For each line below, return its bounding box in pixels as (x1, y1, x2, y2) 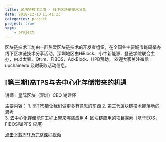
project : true (5, 21, 35, 26)
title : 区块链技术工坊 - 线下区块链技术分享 (5, 7, 86, 12)
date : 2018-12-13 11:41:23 (5, 12, 61, 17)
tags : (5, 26, 16, 30)
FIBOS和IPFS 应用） (5, 121, 46, 127)
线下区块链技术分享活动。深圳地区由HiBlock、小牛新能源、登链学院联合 (5, 50, 151, 56)
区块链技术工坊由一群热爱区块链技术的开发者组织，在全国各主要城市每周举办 (5, 44, 161, 50)
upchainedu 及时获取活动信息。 (5, 62, 70, 68)
